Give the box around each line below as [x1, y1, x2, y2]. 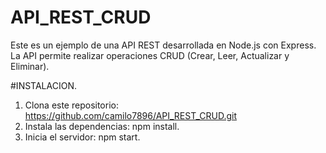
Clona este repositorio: [24, 99, 119, 111]
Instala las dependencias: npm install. [24, 120, 180, 132]
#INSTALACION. [10, 79, 77, 91]
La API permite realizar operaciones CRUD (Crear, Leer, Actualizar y [10, 49, 290, 61]
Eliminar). [10, 60, 50, 72]
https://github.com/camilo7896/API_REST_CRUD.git [24, 109, 237, 121]
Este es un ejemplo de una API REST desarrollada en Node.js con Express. [10, 39, 317, 51]
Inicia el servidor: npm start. [24, 131, 141, 143]
